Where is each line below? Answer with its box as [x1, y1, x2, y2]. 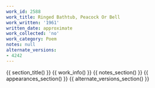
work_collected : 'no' [6, 31, 60, 37]
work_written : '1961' [6, 19, 60, 25]
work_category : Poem [6, 36, 57, 42]
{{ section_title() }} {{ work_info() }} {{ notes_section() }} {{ [6, 69, 148, 76]
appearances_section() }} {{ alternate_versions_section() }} [6, 75, 150, 82]
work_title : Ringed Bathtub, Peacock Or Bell [6, 14, 120, 20]
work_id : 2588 [6, 8, 41, 15]
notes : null [6, 42, 35, 48]
